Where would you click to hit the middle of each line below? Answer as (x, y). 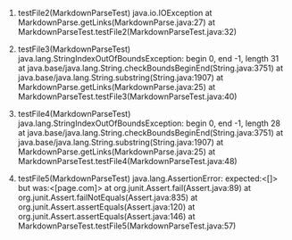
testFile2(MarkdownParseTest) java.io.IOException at (115, 13)
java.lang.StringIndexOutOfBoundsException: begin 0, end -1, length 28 (149, 123)
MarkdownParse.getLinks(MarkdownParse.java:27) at (117, 22)
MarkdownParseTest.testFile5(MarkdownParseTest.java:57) (127, 226)
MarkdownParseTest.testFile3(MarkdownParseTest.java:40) (127, 96)
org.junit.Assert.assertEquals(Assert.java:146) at (106, 216)
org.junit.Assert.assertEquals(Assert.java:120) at (106, 207)
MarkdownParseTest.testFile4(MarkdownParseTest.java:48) (128, 161)
